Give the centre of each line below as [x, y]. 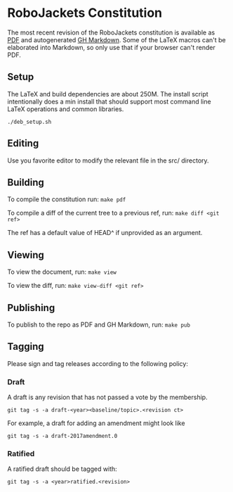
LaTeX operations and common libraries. [66, 109]
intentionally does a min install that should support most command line [109, 101]
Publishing [31, 308]
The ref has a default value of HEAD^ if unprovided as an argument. [105, 233]
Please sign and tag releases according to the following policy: [98, 363]
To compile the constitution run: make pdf [67, 199]
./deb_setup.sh [29, 122]
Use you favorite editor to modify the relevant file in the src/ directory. [108, 160]
